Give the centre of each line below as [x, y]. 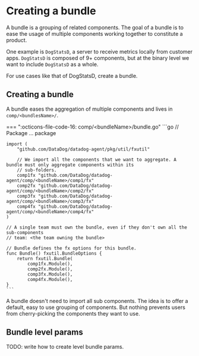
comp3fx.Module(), [50, 274]
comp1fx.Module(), [50, 264]
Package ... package [31, 133]
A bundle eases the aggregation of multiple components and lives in [89, 109]
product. [17, 40]
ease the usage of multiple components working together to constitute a [94, 33]
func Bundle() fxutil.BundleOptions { [54, 253]
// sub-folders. [37, 170]
